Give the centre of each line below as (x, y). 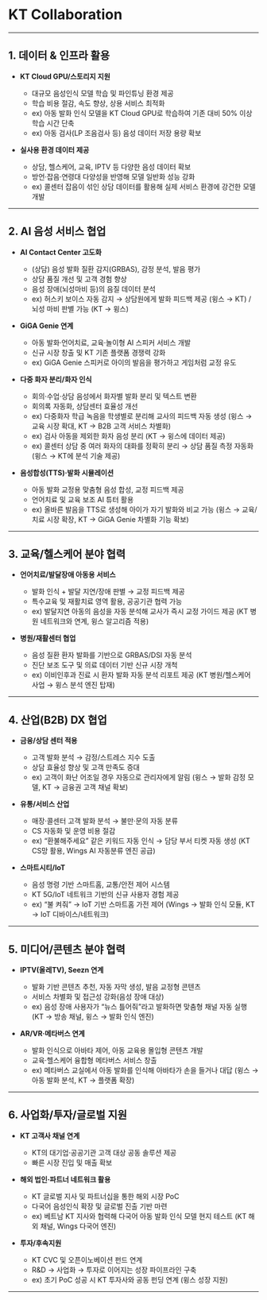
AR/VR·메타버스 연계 (52, 1033)
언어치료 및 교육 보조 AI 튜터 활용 (83, 499)
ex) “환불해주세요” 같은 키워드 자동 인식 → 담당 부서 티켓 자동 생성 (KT (141, 841)
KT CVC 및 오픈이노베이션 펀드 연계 (87, 1259)
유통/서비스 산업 (44, 804)
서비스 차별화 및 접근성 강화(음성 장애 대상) (98, 996)
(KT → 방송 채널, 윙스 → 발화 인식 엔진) (93, 1016)
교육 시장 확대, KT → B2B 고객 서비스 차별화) (101, 426)
